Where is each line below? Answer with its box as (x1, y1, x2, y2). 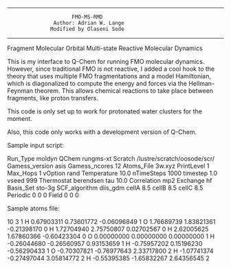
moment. (7, 115, 32, 122)
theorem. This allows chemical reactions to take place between (34, 87, 214, 95)
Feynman (7, 87, 34, 95)
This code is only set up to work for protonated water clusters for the (7, 107, 203, 115)
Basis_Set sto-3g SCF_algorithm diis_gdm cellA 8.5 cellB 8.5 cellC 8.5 (7, 183, 203, 192)
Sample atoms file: (7, 204, 60, 212)
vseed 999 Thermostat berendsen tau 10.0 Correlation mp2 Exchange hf (7, 177, 212, 184)
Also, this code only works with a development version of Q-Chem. (7, 128, 197, 136)
